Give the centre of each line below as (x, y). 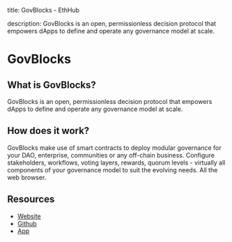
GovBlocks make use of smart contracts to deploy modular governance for (114, 148)
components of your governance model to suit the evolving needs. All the (113, 169)
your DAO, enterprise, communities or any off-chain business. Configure (111, 155)
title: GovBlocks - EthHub (44, 10)
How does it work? (48, 131)
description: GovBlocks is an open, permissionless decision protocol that (112, 23)
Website (29, 216)
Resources (31, 199)
